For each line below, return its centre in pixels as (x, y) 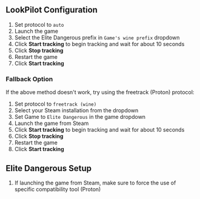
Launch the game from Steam (52, 123)
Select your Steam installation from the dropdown (76, 110)
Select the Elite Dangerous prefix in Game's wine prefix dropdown (97, 37)
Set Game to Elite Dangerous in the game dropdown (80, 117)
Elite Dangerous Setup (49, 168)
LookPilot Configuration (52, 10)
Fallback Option (29, 79)
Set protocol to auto (39, 24)
